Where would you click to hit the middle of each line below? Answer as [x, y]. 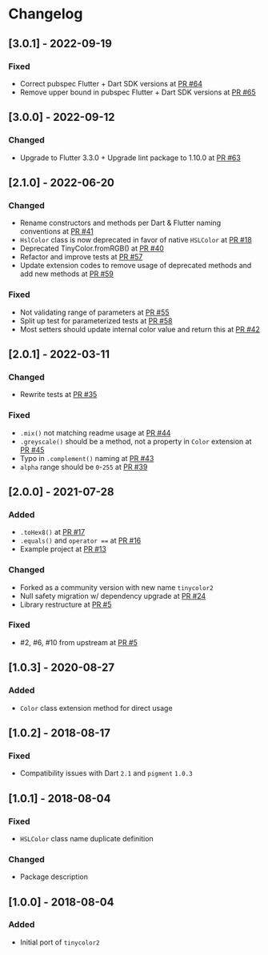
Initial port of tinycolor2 [60, 942]
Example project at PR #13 [63, 549]
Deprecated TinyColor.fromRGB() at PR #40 [92, 248]
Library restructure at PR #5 [66, 604]
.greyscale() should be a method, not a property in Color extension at [136, 441]
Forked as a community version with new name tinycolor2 [116, 587]
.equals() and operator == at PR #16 [80, 540]
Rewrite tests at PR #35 [58, 395]
